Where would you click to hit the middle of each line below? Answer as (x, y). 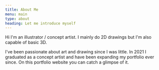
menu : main (16, 14)
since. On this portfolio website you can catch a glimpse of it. (67, 62)
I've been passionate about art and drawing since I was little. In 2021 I (76, 52)
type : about (17, 19)
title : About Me (22, 10)
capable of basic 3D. (26, 43)
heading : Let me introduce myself (41, 23)
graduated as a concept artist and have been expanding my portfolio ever (79, 57)
